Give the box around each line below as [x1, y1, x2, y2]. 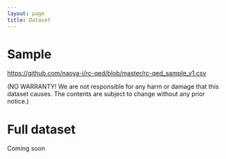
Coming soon [7, 144, 46, 153]
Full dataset [7, 122, 76, 137]
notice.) [7, 97, 29, 106]
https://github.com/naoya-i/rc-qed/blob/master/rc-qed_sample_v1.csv [7, 69, 207, 77]
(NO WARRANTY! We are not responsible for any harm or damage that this [7, 82, 219, 91]
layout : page [7, 10, 45, 17]
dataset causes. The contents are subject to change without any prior [7, 90, 205, 98]
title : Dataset [7, 17, 51, 24]
